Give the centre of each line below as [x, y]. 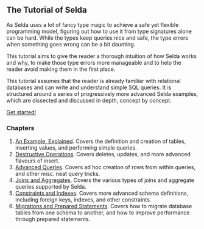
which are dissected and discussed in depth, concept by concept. [89, 100]
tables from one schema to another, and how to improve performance [102, 213]
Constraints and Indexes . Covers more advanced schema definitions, [102, 193]
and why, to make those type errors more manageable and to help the [94, 62]
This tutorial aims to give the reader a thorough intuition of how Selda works [101, 56]
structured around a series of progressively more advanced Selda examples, [102, 93]
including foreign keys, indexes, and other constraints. [83, 200]
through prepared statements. [53, 219]
